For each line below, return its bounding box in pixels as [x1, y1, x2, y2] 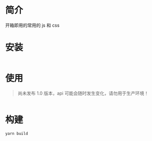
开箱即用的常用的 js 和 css [5, 22, 60, 28]
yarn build [5, 131, 28, 136]
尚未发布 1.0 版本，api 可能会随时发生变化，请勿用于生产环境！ [17, 90, 149, 96]
